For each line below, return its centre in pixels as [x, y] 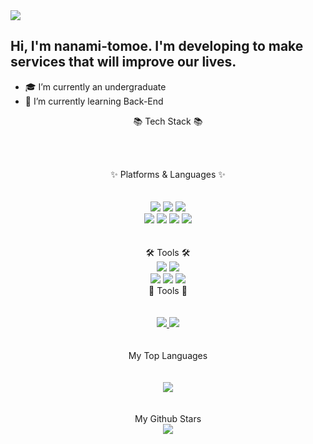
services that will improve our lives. [123, 62]
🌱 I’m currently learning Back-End [94, 101]
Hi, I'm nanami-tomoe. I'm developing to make [157, 46]
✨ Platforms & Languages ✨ [168, 174]
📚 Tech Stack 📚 [168, 121]
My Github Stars [168, 418]
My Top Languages [168, 355]
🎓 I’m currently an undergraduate [95, 86]
